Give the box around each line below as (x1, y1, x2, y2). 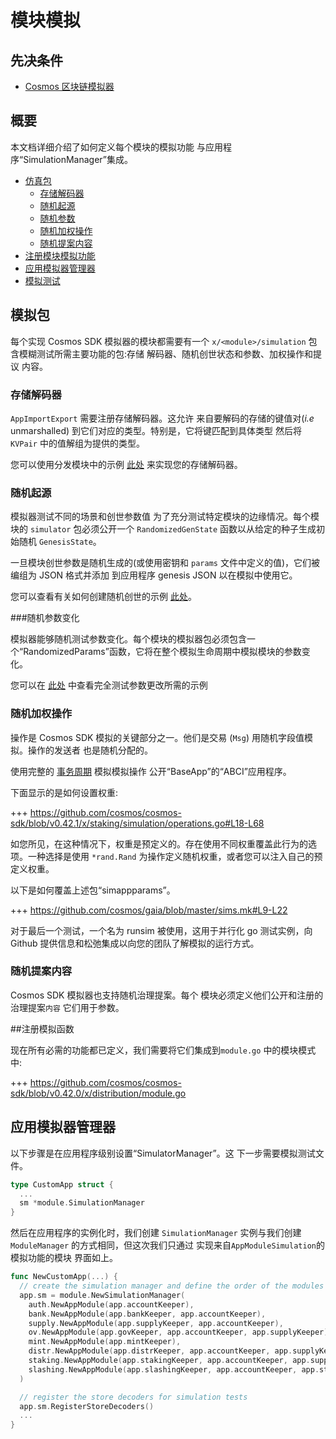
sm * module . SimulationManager (19, 1198, 145, 1208)
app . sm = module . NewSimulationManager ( (19, 1290, 186, 1300)
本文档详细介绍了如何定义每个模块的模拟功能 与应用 (10, 141, 223, 153)
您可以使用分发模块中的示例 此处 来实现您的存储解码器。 (10, 458, 243, 470)
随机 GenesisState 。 (18, 536, 102, 548)
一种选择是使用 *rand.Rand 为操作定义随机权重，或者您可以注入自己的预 (27, 850, 323, 862)
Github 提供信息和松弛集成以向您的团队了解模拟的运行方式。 (10, 937, 260, 949)
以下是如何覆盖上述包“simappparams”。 (10, 884, 176, 896)
